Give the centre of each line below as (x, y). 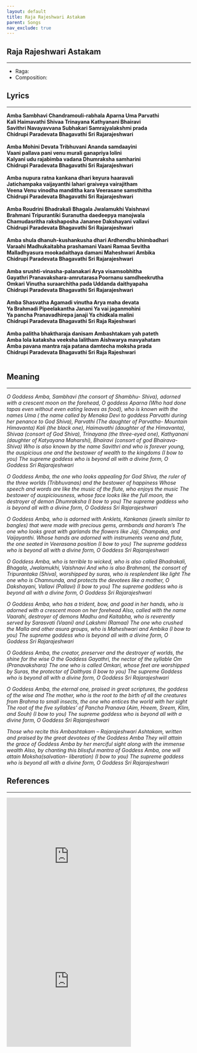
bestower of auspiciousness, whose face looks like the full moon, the (90, 495)
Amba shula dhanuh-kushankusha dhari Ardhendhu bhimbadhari (88, 240)
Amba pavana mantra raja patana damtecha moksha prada (79, 346)
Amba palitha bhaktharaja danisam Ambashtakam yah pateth (83, 333)
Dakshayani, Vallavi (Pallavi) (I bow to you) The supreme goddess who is (95, 586)
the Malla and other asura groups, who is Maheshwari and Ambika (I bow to (98, 629)
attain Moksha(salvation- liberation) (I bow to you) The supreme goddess (95, 756)
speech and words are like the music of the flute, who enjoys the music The (98, 489)
